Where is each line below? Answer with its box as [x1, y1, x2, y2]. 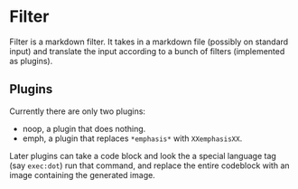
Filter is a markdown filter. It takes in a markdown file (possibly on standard [9, 36, 289, 47]
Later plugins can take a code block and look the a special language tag [9, 150, 277, 161]
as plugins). [9, 55, 53, 66]
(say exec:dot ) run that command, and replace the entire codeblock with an [9, 160, 291, 171]
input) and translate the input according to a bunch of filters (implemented [9, 45, 285, 56]
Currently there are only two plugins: [9, 106, 146, 117]
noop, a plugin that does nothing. [22, 123, 146, 134]
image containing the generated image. [9, 169, 155, 180]
